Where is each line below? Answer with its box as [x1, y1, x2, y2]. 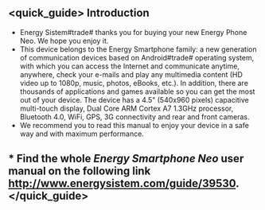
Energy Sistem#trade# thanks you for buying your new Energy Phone [19, 27, 247, 37]
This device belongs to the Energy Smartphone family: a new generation [19, 44, 257, 54]
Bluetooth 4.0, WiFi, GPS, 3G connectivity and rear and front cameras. [19, 111, 250, 122]
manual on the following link [8, 165, 151, 178]
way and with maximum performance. [19, 129, 145, 138]
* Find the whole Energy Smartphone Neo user [8, 152, 244, 165]
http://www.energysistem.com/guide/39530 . [8, 177, 240, 190]
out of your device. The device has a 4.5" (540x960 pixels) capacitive [19, 95, 249, 104]
